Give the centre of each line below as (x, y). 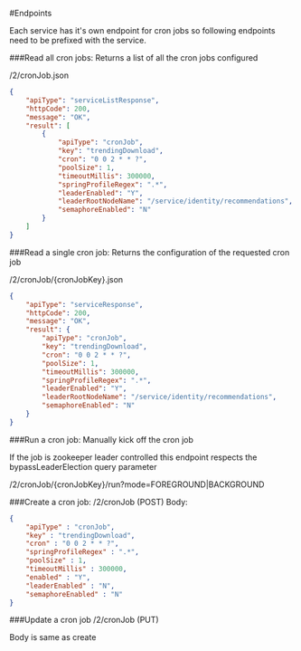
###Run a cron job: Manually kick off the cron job (102, 439)
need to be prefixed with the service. (78, 40)
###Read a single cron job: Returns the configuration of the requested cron (150, 252)
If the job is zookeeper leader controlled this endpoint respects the (133, 457)
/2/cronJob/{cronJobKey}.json (66, 279)
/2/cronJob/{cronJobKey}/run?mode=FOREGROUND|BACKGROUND (137, 484)
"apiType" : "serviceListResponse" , (93, 100)
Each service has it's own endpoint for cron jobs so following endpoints (142, 30)
